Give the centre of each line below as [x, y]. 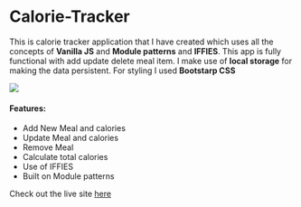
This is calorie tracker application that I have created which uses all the [141, 42]
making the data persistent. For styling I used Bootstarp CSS [122, 71]
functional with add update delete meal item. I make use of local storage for [150, 61]
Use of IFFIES [48, 167]
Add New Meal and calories [74, 128]
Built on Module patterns [68, 176]
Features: [28, 108]
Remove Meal [48, 147]
